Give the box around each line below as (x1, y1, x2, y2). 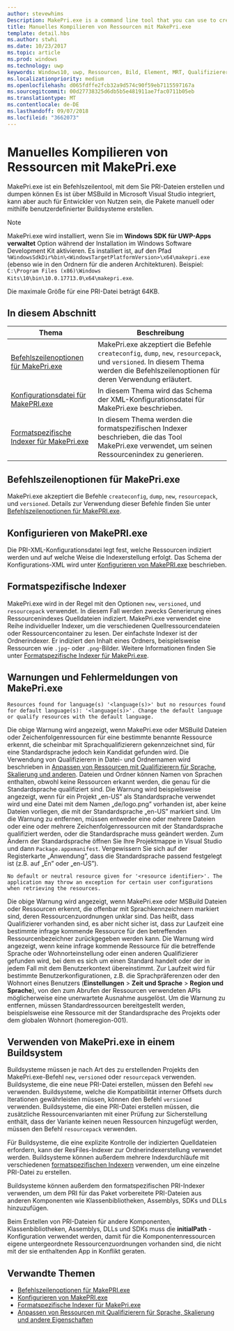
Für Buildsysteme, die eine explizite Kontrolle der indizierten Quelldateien (7, 1138, 217, 1147)
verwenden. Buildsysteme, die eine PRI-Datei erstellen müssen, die (7, 1103, 200, 1111)
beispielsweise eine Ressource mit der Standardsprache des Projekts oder (7, 1008, 221, 1017)
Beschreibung (136, 328, 185, 337)
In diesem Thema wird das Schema (97, 386, 212, 395)
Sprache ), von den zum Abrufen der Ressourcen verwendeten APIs (7, 986, 201, 994)
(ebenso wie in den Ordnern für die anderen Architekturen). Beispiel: (7, 260, 204, 268)
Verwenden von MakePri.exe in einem (7, 1036, 175, 1048)
